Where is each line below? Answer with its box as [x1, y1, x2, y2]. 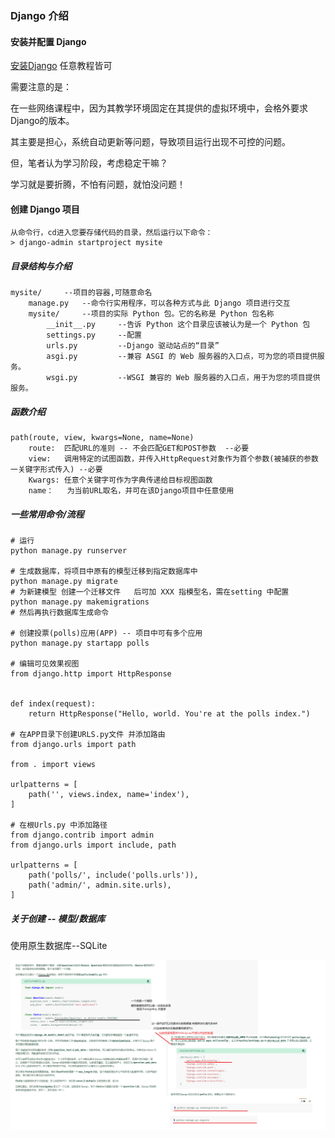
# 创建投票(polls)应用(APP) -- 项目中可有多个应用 [10, 628, 203, 639]
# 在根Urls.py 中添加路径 [10, 820, 108, 831]
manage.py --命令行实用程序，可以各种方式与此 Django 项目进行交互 [28, 298, 291, 309]
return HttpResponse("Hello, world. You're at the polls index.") [28, 709, 311, 719]
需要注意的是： [10, 81, 72, 93]
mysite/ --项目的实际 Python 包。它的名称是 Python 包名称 [28, 309, 275, 319]
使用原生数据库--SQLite [10, 940, 108, 952]
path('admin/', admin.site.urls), [28, 880, 172, 891]
